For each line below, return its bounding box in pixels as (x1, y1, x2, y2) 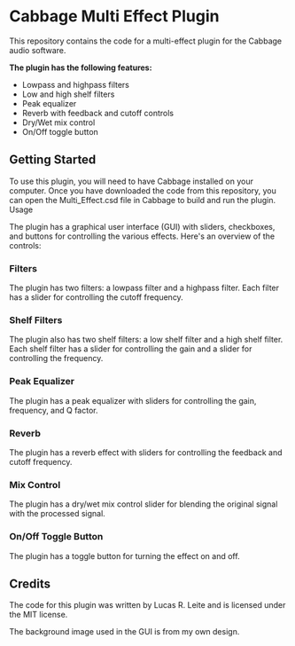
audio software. (9, 44, 66, 55)
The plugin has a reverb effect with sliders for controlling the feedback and (9, 446, 283, 458)
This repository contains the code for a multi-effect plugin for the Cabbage (9, 35, 283, 46)
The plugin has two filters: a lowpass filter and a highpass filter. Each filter (9, 282, 280, 294)
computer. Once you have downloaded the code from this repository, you (9, 185, 277, 196)
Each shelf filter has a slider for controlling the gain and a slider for (9, 343, 252, 354)
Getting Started (9, 153, 97, 168)
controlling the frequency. (9, 353, 104, 364)
